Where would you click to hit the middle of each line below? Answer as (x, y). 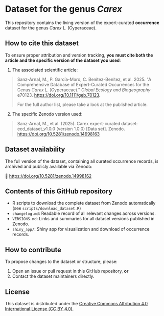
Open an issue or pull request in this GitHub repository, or (70, 271)
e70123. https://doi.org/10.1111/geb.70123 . (59, 95)
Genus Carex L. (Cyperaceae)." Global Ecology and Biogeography (84, 90)
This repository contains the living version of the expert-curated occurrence (82, 23)
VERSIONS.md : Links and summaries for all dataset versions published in (83, 219)
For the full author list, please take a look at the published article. (82, 105)
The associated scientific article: (45, 70)
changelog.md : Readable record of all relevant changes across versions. (84, 213)
